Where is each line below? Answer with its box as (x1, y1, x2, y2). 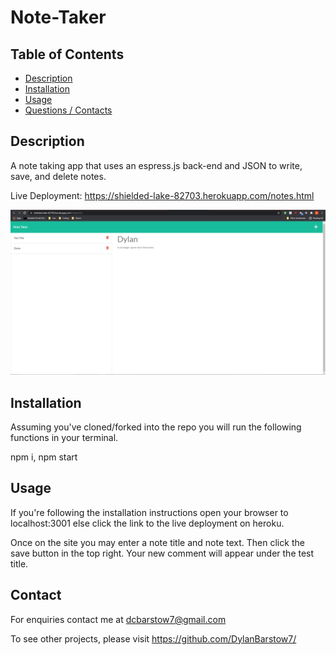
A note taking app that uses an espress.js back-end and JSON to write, (10, 159, 303, 171)
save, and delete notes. (10, 170, 107, 182)
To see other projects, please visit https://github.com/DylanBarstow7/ (10, 632, 297, 645)
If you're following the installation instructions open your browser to (10, 506, 289, 518)
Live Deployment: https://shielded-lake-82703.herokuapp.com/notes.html (10, 189, 315, 201)
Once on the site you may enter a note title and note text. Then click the (10, 536, 305, 548)
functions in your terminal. (10, 431, 119, 443)
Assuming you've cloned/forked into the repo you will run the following (10, 421, 302, 433)
